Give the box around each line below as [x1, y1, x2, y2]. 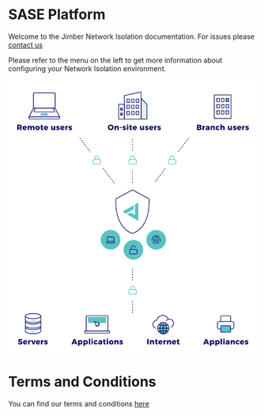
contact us [8, 40, 43, 49]
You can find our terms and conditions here [8, 399, 150, 409]
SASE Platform [8, 6, 106, 24]
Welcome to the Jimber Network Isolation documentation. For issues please [8, 32, 255, 41]
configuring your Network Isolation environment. [8, 63, 167, 73]
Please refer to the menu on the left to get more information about [8, 55, 223, 65]
